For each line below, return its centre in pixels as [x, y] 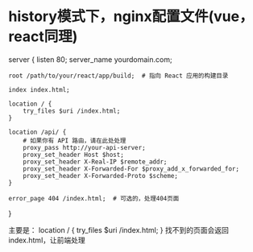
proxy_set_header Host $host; [74, 155]
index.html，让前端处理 [47, 240]
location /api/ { [37, 132]
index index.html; [39, 89]
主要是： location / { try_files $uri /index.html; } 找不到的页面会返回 [119, 229]
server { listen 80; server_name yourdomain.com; [90, 59]
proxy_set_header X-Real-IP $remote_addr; [95, 162]
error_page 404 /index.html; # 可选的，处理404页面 [94, 198]
